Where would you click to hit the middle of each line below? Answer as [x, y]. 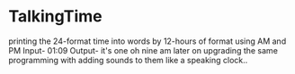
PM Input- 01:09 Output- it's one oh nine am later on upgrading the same [143, 50]
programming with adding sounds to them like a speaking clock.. [128, 60]
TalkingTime [55, 16]
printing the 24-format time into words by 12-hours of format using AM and [147, 41]
